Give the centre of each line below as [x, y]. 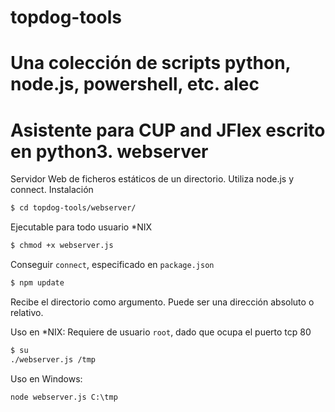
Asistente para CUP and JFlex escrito [168, 130]
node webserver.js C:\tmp [64, 397]
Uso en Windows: [46, 378]
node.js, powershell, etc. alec [135, 84]
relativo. [27, 312]
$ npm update [37, 283]
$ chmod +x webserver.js [62, 246]
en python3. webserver [109, 151]
